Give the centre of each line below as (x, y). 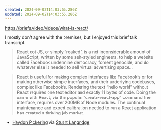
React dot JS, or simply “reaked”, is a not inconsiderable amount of (84, 52)
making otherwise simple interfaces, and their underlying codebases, (86, 82)
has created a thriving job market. (51, 113)
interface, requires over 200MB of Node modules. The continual (81, 102)
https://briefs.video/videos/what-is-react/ (47, 28)
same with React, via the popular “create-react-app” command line (84, 97)
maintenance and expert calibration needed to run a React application (87, 108)
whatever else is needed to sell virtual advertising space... (75, 67)
